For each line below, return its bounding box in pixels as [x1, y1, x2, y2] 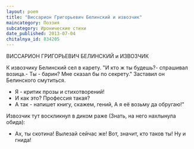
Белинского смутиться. [6, 77, 66, 84]
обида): [6, 119, 26, 125]
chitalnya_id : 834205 [6, 36, 60, 42]
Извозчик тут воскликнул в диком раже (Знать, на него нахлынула [6, 112, 177, 119]
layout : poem [6, 8, 39, 15]
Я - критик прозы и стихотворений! [14, 88, 105, 95]
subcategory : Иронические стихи [6, 25, 86, 31]
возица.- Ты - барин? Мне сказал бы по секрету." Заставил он [6, 71, 165, 77]
